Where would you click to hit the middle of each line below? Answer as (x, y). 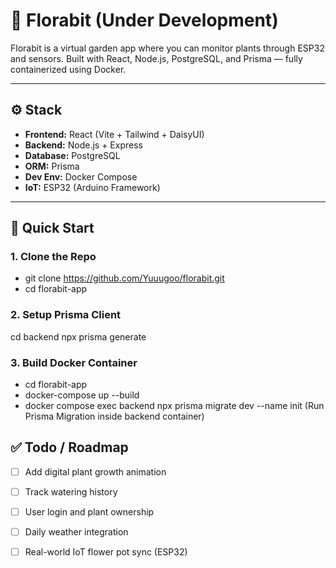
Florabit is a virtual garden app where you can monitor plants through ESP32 (167, 48)
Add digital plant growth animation (95, 471)
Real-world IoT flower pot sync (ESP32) (106, 552)
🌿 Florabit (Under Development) (144, 20)
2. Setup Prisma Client (66, 315)
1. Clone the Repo (53, 257)
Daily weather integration (76, 532)
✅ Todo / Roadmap (69, 447)
